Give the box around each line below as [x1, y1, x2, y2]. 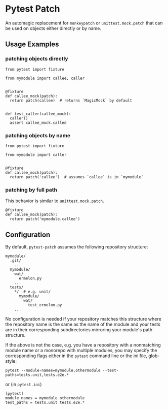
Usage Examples [5, 40, 59, 49]
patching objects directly [5, 55, 68, 62]
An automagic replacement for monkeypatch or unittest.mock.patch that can [5, 20, 163, 26]
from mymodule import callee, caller [5, 76, 85, 81]
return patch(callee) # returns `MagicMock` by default [10, 98, 133, 103]
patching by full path [5, 186, 57, 193]
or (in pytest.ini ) [5, 382, 42, 388]
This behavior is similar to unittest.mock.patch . [5, 198, 105, 204]
